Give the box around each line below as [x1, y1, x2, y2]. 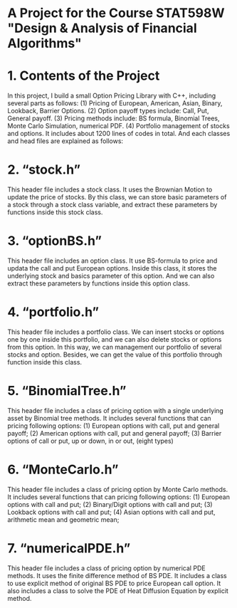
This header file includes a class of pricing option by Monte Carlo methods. [7, 485, 228, 493]
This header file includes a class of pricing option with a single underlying [7, 406, 224, 414]
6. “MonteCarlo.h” [7, 461, 119, 478]
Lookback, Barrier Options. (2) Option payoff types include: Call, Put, [7, 107, 209, 115]
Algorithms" [7, 36, 82, 51]
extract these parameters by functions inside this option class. [7, 279, 190, 288]
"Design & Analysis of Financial [7, 20, 197, 36]
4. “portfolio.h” [7, 304, 100, 320]
